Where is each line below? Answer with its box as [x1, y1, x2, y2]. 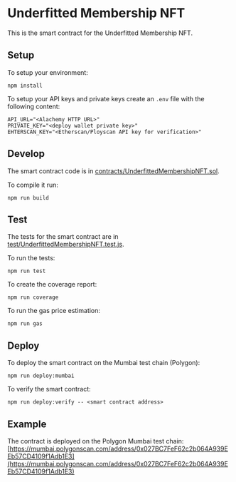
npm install [7, 82, 43, 89]
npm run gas [7, 320, 43, 327]
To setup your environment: [7, 68, 89, 76]
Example [7, 418, 47, 430]
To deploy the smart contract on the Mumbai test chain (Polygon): [7, 359, 200, 367]
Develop [7, 148, 45, 160]
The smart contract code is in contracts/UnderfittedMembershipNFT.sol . [7, 166, 220, 175]
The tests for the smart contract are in [7, 232, 119, 241]
